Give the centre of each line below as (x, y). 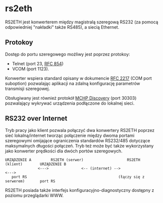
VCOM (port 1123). (31, 69)
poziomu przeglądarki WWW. (34, 195)
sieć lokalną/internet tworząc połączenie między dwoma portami (70, 135)
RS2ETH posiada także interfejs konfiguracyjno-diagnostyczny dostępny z (80, 190)
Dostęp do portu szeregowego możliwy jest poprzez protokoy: (68, 54)
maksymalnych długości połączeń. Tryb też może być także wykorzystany (80, 146)
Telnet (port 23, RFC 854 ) (38, 63)
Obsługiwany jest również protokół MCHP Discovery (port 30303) (71, 98)
